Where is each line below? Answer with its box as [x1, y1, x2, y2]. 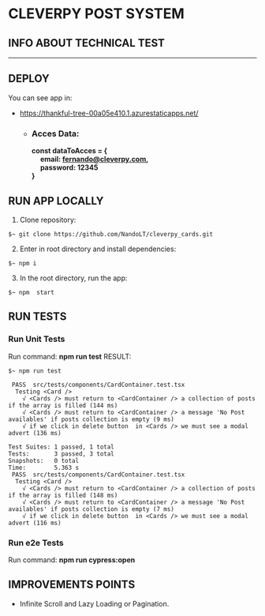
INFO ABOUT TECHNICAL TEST [8, 36, 166, 50]
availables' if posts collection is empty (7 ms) [8, 505, 175, 513]
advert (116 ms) [8, 519, 62, 527]
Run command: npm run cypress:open [8, 554, 136, 565]
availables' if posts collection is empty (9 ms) [8, 415, 175, 423]
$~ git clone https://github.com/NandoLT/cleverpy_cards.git [8, 230, 214, 238]
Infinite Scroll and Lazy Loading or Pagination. [19, 599, 170, 608]
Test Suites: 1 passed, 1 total [8, 443, 114, 451]
